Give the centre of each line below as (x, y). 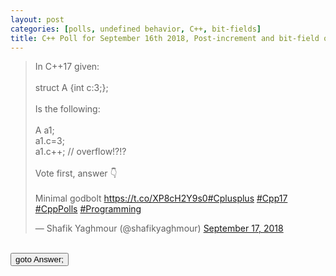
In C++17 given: (67, 67)
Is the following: (67, 109)
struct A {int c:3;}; (71, 88)
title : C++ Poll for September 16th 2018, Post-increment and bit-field (165, 38)
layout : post (37, 19)
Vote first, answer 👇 (76, 173)
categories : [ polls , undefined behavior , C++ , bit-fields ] (136, 29)
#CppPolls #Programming (88, 209)
